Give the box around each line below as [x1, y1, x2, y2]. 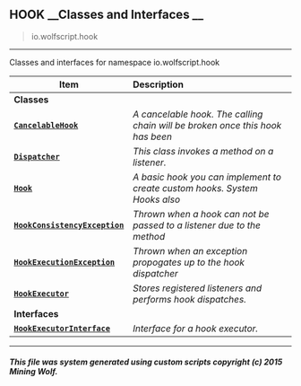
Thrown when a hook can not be [133, 207, 270, 220]
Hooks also [133, 193, 181, 206]
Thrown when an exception [133, 244, 248, 257]
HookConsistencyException [13, 220, 125, 230]
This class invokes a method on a [133, 145, 274, 157]
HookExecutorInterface [13, 323, 110, 333]
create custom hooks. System [133, 181, 258, 194]
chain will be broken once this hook [133, 118, 282, 131]
